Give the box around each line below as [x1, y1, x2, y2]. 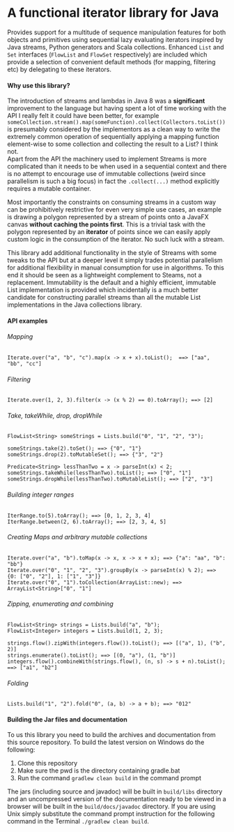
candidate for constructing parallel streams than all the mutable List [7, 293, 201, 302]
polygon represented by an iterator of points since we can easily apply [7, 228, 211, 236]
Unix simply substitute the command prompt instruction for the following [7, 810, 215, 818]
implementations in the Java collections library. [7, 300, 143, 309]
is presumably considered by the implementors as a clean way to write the [7, 125, 221, 133]
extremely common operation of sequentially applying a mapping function [7, 133, 219, 141]
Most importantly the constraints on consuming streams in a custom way [7, 198, 217, 207]
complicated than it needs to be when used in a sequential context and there [7, 162, 227, 170]
